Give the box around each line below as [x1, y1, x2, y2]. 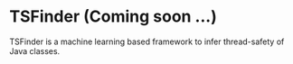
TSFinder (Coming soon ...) [9, 6, 217, 27]
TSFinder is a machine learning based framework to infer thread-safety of [9, 36, 285, 47]
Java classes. [9, 45, 61, 56]
